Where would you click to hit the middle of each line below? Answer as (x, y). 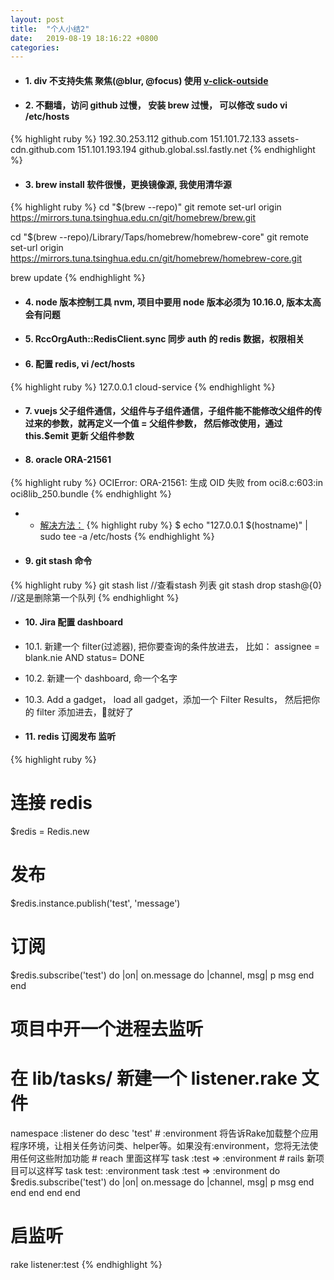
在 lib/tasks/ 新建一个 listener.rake (154, 1078)
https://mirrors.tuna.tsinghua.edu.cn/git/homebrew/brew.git (133, 218)
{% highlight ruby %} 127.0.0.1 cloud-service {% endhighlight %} (143, 387)
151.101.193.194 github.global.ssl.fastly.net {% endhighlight (196, 150)
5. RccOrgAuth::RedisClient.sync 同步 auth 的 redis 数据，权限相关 (164, 339)
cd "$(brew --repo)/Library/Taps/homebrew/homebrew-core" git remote (160, 237)
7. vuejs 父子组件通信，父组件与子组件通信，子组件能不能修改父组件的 (169, 411)
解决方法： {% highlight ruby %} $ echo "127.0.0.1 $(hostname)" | (173, 525)
